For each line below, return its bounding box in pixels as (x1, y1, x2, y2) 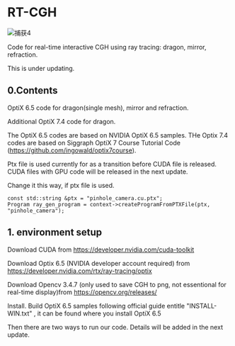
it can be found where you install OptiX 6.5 (37, 309, 161, 318)
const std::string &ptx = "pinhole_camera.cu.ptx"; (7, 194, 163, 202)
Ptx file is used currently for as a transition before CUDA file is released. (7, 160, 217, 168)
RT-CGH (7, 4, 57, 21)
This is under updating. (7, 64, 75, 72)
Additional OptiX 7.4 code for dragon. (7, 117, 116, 125)
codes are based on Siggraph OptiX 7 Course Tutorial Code (7, 138, 180, 147)
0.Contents (7, 84, 58, 96)
